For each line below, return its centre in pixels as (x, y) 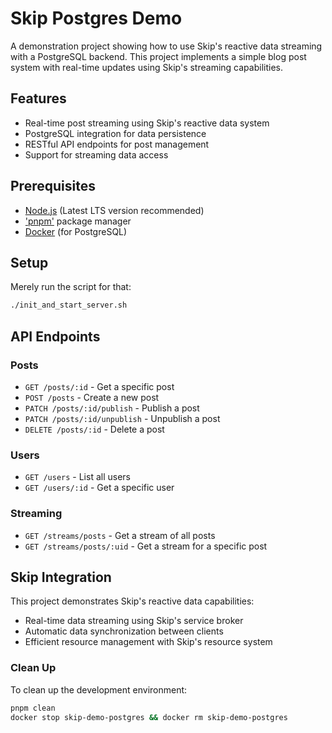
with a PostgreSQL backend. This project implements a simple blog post (158, 56)
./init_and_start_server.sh (69, 305)
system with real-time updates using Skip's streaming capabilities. (146, 67)
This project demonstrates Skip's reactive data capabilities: (132, 601)
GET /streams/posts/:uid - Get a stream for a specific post (146, 546)
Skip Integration (61, 577)
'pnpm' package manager (78, 221)
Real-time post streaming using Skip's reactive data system (147, 123)
